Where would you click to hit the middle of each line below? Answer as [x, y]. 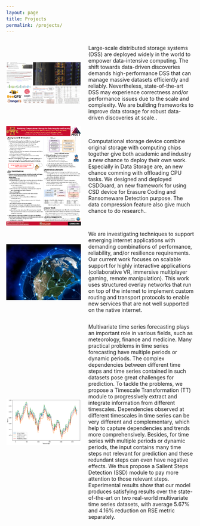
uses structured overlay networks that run [140, 285]
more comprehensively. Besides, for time [139, 435]
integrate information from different [132, 403]
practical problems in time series [129, 346]
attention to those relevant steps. [129, 479]
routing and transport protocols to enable [139, 298]
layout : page [22, 13]
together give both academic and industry [140, 154]
